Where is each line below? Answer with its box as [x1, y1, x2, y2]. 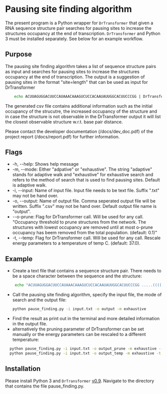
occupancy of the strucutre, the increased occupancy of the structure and [5, 108, 158, 114]
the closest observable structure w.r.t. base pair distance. [5, 119, 123, 125]
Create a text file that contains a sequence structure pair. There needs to [12, 268, 162, 274]
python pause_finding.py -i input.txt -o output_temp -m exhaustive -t [9, 351, 162, 356]
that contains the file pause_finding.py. [5, 383, 84, 389]
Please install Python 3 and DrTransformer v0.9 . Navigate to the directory [5, 378, 155, 384]
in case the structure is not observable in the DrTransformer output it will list [5, 113, 161, 120]
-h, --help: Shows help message [12, 161, 79, 167]
